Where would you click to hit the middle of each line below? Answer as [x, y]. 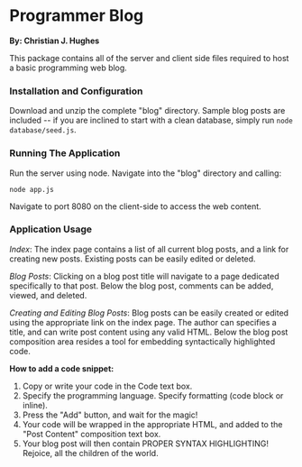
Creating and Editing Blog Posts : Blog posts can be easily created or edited [149, 313]
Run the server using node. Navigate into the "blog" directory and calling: [146, 173]
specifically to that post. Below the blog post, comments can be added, [142, 286]
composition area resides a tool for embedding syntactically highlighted [142, 341]
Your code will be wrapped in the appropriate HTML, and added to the [152, 424]
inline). [35, 405]
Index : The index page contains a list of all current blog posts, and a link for [149, 249]
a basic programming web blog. [69, 68]
